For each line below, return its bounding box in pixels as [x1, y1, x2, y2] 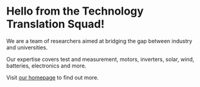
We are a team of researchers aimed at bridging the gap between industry [6, 37, 193, 44]
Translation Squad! [6, 17, 105, 31]
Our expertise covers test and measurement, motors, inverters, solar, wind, [6, 55, 195, 63]
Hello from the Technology [6, 4, 144, 18]
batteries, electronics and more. [6, 62, 87, 69]
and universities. [6, 44, 48, 51]
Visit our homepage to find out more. [6, 74, 99, 81]
